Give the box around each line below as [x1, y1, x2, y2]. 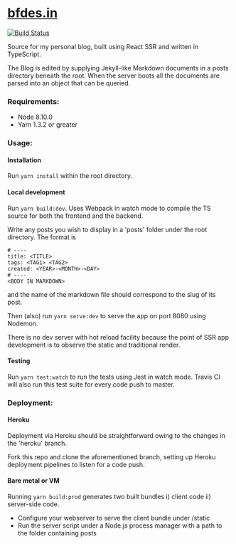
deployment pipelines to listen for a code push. [7, 460, 145, 469]
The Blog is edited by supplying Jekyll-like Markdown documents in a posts [7, 63, 229, 72]
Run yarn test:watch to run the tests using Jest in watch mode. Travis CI [7, 372, 220, 381]
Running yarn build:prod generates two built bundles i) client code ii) [7, 493, 211, 501]
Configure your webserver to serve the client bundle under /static [17, 514, 210, 523]
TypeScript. [7, 50, 41, 58]
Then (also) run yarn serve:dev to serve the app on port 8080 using [7, 311, 206, 320]
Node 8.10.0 [17, 113, 53, 122]
